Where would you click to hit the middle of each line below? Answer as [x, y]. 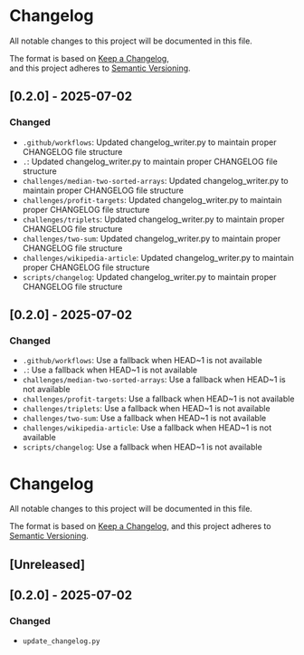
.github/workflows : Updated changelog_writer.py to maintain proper [149, 142]
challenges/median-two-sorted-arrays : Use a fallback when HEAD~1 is [154, 380]
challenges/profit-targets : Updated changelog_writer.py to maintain [152, 199]
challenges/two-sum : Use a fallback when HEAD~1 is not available [144, 419]
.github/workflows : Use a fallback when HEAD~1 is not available [142, 361]
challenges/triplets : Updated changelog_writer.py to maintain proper [153, 219]
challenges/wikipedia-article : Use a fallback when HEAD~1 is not [147, 428]
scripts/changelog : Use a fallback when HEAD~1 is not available [142, 447]
